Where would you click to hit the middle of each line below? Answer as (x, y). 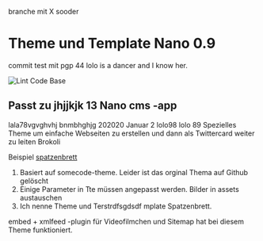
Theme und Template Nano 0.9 (112, 44)
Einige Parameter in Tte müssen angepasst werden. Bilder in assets (129, 189)
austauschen (41, 197)
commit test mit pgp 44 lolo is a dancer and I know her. (98, 65)
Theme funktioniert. (40, 230)
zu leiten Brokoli (34, 141)
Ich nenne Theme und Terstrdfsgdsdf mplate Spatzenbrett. (116, 206)
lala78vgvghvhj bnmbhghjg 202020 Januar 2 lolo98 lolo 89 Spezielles (122, 124)
